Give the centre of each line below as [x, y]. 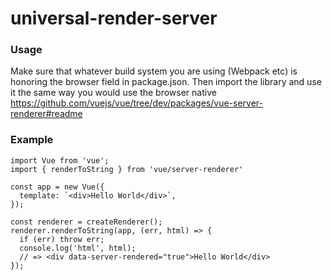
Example [32, 140]
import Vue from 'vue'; [60, 160]
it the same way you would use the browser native [113, 93]
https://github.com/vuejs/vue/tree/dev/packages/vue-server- [136, 103]
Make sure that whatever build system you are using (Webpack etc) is [154, 71]
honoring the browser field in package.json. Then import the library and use [166, 82]
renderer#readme [46, 114]
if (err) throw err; [62, 239]
